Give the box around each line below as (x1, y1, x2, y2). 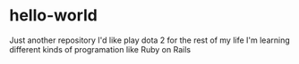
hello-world (9, 5, 98, 26)
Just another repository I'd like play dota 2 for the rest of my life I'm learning (9, 35, 291, 45)
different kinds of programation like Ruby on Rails (9, 44, 191, 54)
